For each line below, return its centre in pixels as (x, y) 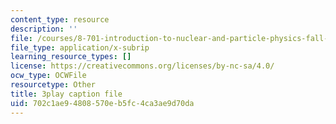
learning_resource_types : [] (71, 57)
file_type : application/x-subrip (80, 47)
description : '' (44, 29)
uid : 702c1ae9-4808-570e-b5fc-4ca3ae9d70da (102, 103)
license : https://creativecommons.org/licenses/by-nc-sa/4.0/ (142, 66)
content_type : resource (60, 19)
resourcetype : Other (53, 85)
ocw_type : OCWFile (48, 76)
